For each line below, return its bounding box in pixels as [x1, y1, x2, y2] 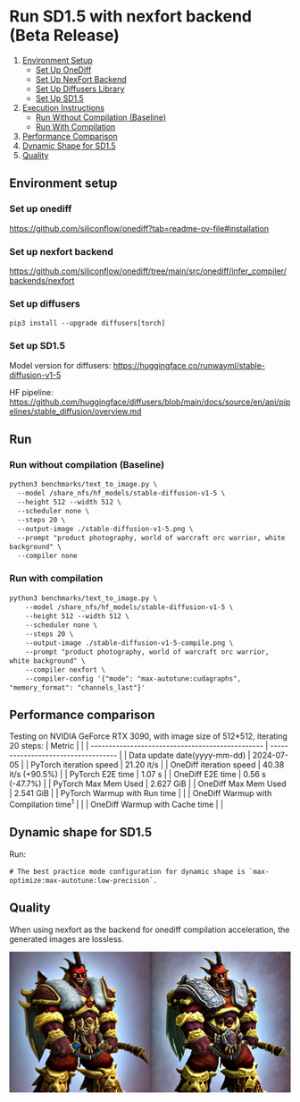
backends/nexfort [9, 275, 75, 285]
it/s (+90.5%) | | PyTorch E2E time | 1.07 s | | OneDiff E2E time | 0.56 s [9, 769, 266, 780]
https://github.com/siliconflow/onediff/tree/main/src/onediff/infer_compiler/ [9, 266, 287, 276]
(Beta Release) [9, 25, 121, 46]
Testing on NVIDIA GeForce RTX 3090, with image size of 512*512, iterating [9, 731, 288, 742]
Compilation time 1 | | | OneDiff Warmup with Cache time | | [9, 798, 224, 810]
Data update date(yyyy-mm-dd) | [129, 750, 251, 761]
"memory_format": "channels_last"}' [9, 682, 146, 692]
